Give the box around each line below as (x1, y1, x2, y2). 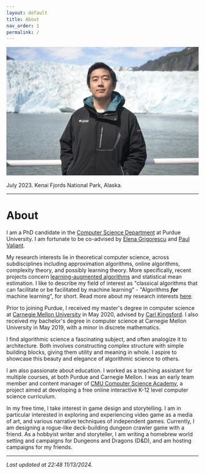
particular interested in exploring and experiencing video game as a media (6, 411, 193, 418)
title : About (6, 16, 40, 23)
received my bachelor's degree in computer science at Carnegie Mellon (6, 317, 187, 325)
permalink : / (6, 29, 40, 35)
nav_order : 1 (6, 23, 40, 29)
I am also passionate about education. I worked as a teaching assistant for (6, 367, 193, 374)
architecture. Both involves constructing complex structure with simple (6, 342, 184, 349)
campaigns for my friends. (6, 443, 73, 451)
